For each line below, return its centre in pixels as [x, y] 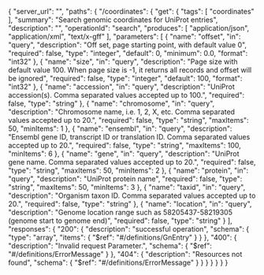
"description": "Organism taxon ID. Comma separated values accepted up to [132, 195]
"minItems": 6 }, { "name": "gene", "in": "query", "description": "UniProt [124, 154]
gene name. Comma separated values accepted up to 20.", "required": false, [132, 162]
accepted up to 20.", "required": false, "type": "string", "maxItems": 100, [125, 145]
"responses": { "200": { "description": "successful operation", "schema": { [129, 229]
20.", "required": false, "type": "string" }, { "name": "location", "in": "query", [130, 204]
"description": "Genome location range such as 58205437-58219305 [120, 212]
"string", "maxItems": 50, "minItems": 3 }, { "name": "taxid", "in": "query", [127, 187]
